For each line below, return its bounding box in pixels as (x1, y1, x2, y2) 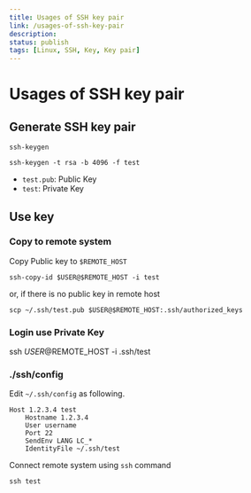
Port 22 (25, 429, 53, 438)
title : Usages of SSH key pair (9, 12, 125, 22)
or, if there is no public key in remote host (9, 288, 161, 299)
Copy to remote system (9, 236, 112, 248)
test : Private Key (21, 184, 84, 194)
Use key (9, 209, 55, 224)
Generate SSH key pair (9, 119, 136, 134)
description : (9, 29, 57, 38)
